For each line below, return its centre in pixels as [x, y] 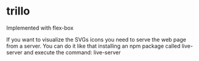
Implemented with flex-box [40, 28]
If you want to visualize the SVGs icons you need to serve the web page [96, 39]
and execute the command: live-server [72, 52]
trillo [18, 11]
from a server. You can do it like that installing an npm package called [93, 46]
